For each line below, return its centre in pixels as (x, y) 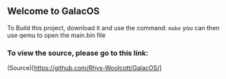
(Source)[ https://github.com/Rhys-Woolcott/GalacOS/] (84, 68)
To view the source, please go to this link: (78, 53)
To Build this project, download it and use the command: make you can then (113, 27)
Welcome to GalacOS (53, 11)
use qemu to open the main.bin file (56, 35)
